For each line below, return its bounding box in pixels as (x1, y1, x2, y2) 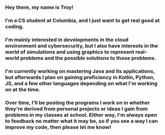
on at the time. (5, 86, 40, 93)
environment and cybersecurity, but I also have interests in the (5, 42, 159, 49)
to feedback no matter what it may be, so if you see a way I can (5, 117, 158, 124)
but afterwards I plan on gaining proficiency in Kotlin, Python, (5, 74, 155, 81)
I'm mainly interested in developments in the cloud (5, 36, 129, 43)
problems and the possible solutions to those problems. (20, 54, 157, 61)
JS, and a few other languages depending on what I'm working (5, 80, 158, 87)
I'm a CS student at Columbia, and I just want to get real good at (5, 17, 160, 23)
